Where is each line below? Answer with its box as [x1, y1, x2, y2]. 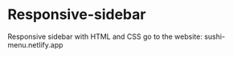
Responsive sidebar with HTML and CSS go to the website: [7, 32, 202, 41]
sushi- [203, 32, 226, 41]
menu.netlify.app [7, 40, 63, 49]
